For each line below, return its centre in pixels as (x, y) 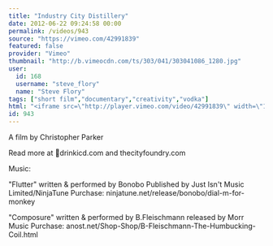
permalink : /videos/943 (49, 31)
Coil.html (23, 235)
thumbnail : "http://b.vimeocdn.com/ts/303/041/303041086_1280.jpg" (125, 62)
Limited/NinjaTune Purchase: (56, 193)
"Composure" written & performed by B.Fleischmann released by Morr (126, 217)
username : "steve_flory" (58, 84)
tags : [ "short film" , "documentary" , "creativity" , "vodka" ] (108, 99)
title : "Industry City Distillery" (69, 16)
